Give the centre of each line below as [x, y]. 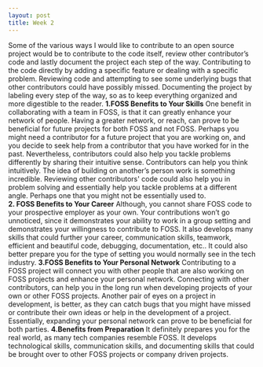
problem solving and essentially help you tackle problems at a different [122, 187]
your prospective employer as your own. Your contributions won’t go [119, 212]
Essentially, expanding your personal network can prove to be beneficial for [130, 321]
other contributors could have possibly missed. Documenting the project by [130, 86]
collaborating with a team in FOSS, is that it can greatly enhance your [120, 112]
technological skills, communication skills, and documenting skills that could [131, 346]
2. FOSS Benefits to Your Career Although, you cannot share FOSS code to [130, 204]
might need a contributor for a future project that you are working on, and [127, 137]
